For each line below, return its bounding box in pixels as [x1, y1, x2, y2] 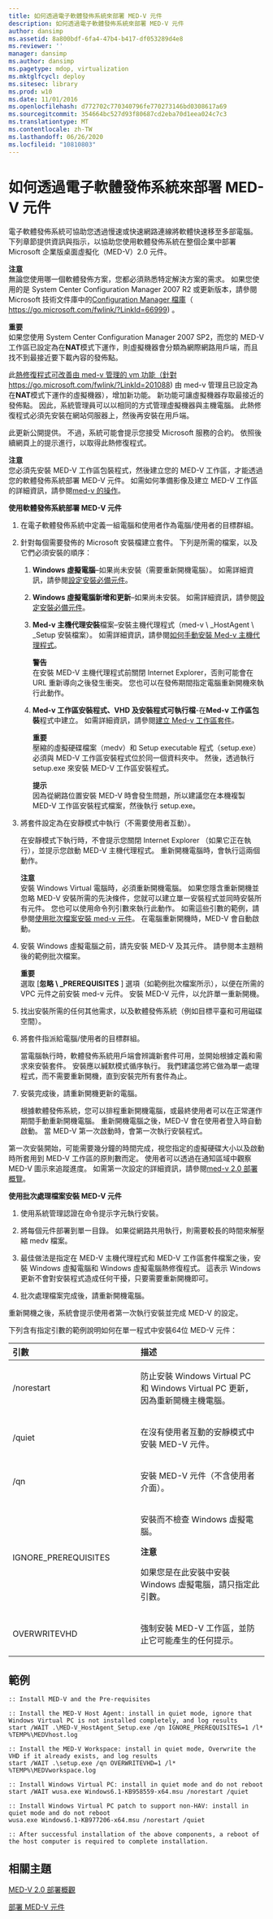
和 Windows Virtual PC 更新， [141, 1383, 253, 1395]
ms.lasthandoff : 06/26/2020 [8, 133, 104, 141]
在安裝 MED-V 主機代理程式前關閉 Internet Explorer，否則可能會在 [32, 668, 253, 677]
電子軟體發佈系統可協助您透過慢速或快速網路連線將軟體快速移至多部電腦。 [8, 227, 258, 237]
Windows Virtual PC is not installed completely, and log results [8, 1717, 238, 1725]
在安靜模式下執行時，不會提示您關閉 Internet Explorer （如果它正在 [19, 835, 245, 846]
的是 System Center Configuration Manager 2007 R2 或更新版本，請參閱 [15, 285, 258, 294]
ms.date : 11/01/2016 [8, 95, 79, 103]
